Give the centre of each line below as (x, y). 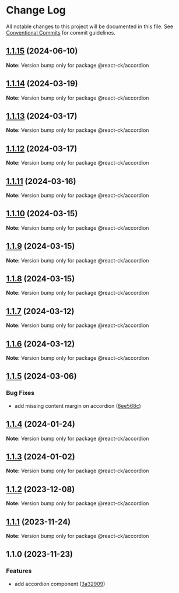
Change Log (36, 10)
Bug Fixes (20, 393)
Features (19, 571)
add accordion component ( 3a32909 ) (60, 584)
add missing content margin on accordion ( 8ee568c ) (78, 405)
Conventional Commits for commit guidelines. (61, 32)
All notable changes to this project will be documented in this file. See (90, 26)
